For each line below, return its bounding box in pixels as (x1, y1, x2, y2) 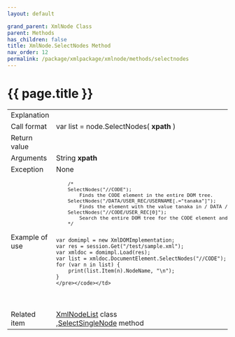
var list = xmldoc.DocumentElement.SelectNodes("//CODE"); (55, 255, 227, 262)
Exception (10, 164, 44, 174)
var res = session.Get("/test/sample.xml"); (55, 242, 184, 249)
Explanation (10, 110, 50, 120)
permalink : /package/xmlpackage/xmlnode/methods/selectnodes (7, 55, 190, 63)
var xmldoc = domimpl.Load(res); (55, 249, 151, 256)
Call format (10, 121, 48, 131)
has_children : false (7, 36, 68, 43)
